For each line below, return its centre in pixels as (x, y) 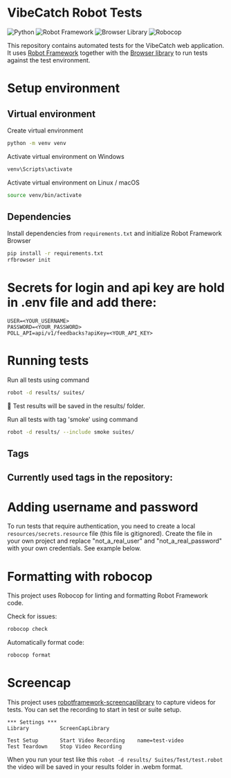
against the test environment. (49, 60)
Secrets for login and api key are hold (116, 288)
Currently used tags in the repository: (90, 477)
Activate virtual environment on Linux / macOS (73, 183)
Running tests (48, 361)
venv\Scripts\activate (40, 169)
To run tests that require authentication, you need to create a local (101, 526)
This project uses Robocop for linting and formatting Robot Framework (108, 595)
